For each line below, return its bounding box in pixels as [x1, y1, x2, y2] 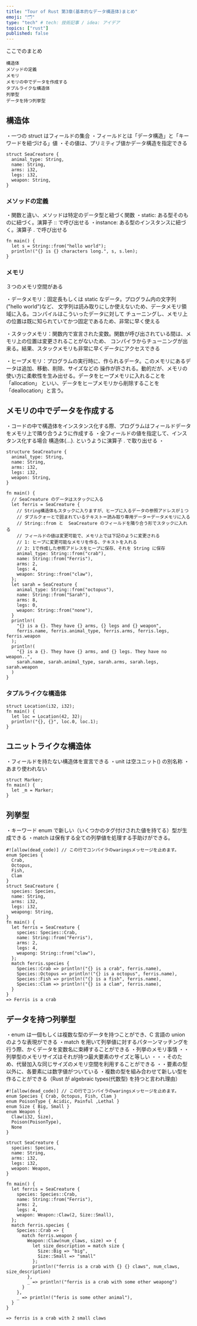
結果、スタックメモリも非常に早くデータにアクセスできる [21, 344, 161, 352]
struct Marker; [6, 777, 44, 783]
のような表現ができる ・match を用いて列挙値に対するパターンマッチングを [6, 1039, 189, 1046]
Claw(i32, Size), [11, 1114, 54, 1120]
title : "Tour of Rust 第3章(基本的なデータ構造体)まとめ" [6, 8, 138, 15]
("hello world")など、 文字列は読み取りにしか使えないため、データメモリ [6, 303, 182, 310]
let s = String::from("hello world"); [11, 243, 107, 250]
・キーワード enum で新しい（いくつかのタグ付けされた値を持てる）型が [6, 827, 182, 834]
